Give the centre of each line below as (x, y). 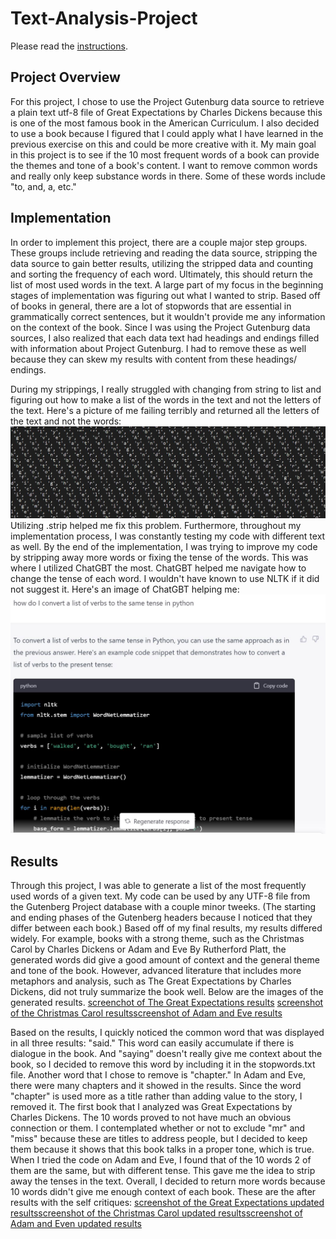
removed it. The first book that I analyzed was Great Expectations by (151, 1107)
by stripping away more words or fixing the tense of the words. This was (159, 557)
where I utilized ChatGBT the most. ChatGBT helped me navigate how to (158, 568)
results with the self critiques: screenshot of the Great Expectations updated (167, 1203)
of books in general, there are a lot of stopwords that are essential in (151, 306)
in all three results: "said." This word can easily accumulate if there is (152, 1043)
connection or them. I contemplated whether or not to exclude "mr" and (158, 1128)
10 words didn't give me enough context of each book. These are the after (163, 1192)
